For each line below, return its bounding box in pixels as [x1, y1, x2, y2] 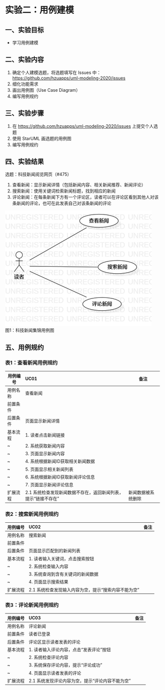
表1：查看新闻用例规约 [5, 359, 58, 366]
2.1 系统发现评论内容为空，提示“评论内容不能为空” [28, 678, 131, 684]
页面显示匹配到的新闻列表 [28, 548, 81, 554]
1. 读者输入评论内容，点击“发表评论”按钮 [28, 647, 111, 653]
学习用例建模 [12, 40, 38, 45]
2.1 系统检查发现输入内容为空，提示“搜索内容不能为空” [28, 586, 140, 592]
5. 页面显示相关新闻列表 [25, 466, 74, 472]
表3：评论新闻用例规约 [5, 602, 59, 609]
